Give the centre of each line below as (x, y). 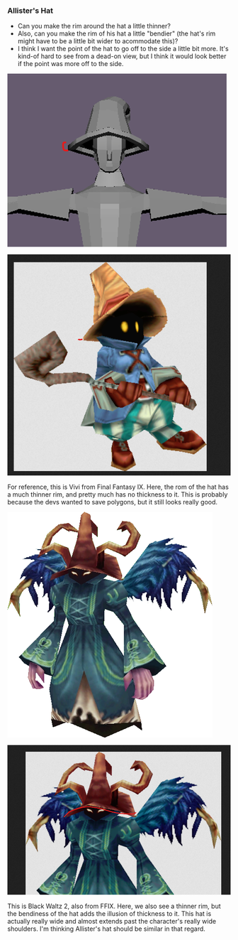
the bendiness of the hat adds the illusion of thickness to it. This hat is (109, 913)
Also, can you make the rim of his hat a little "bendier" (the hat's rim (117, 33)
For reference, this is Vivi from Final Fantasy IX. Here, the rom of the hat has (118, 487)
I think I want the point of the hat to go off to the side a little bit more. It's (123, 49)
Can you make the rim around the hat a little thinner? (94, 26)
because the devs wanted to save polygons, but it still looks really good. (113, 502)
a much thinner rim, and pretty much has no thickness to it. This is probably (118, 494)
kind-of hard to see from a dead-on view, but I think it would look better (122, 56)
